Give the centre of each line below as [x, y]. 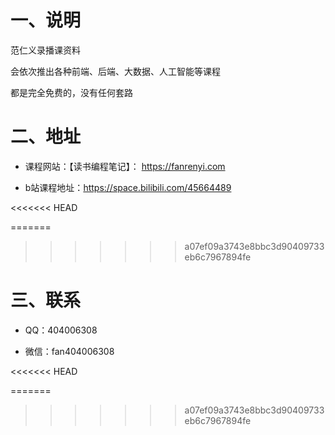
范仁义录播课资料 [45, 50]
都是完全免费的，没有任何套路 [71, 92]
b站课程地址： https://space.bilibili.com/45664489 [128, 187]
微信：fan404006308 [69, 351]
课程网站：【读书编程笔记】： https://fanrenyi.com [125, 166]
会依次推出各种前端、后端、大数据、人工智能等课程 [115, 71]
